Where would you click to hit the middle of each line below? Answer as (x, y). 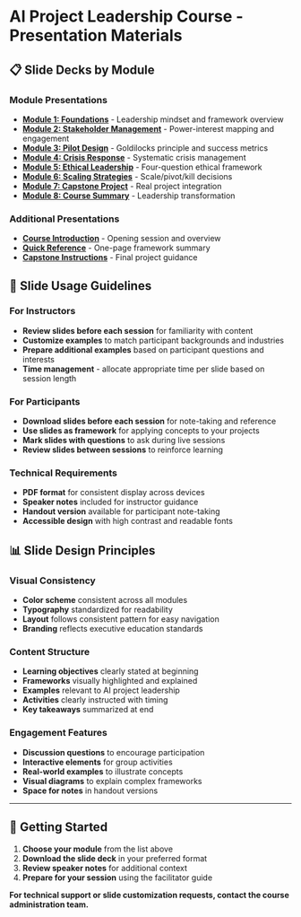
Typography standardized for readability (97, 610)
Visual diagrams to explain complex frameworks (112, 781)
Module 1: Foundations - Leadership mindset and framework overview (153, 119)
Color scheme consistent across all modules (105, 600)
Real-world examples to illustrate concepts (103, 771)
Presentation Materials (96, 35)
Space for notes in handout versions (90, 790)
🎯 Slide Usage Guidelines (81, 286)
